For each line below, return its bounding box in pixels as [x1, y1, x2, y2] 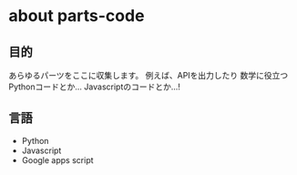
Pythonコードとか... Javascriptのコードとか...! [8, 81, 181, 92]
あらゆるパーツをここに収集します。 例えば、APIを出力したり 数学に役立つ [8, 70, 289, 80]
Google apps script [21, 154, 94, 165]
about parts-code [8, 5, 145, 26]
